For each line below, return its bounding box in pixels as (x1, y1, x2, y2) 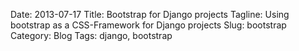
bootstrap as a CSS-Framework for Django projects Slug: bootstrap (10, 19, 287, 31)
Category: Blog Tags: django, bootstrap (10, 30, 173, 41)
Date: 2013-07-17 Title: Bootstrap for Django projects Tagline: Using (10, 9, 290, 20)
